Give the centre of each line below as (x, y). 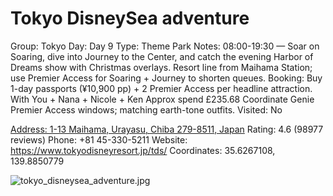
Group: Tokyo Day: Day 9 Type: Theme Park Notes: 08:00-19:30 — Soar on (165, 46)
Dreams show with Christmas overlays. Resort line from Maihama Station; (161, 67)
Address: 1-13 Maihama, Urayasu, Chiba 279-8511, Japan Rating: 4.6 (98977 (167, 129)
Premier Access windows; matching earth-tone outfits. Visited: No (146, 109)
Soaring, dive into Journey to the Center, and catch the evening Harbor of (162, 56)
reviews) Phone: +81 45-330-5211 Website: (99, 139)
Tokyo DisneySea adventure (130, 18)
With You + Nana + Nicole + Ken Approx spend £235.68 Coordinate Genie (162, 99)
